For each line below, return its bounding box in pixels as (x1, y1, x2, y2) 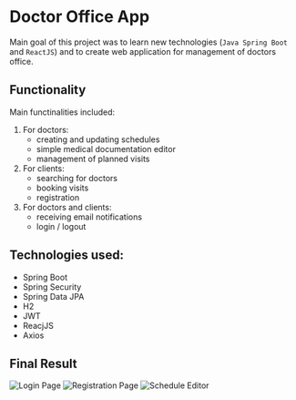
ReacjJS (22, 320, 55, 331)
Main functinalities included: (9, 107, 116, 118)
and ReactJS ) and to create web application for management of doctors (9, 46, 276, 56)
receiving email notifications (36, 211, 143, 222)
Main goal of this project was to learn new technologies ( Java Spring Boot (9, 36, 289, 47)
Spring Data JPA (22, 291, 85, 302)
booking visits (36, 182, 89, 193)
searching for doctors (36, 172, 118, 183)
